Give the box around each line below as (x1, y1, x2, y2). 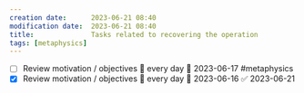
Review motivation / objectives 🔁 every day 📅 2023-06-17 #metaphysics (22, 63, 294, 74)
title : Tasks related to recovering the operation (9, 30, 258, 39)
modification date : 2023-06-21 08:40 (9, 22, 157, 31)
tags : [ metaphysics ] (9, 38, 88, 48)
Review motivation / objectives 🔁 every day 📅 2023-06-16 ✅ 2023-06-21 (22, 73, 296, 84)
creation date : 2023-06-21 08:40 (9, 13, 157, 23)
